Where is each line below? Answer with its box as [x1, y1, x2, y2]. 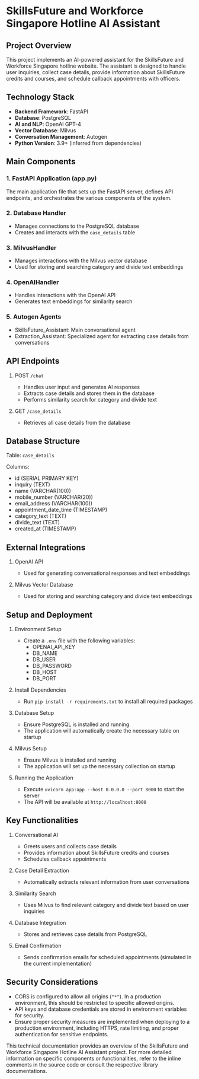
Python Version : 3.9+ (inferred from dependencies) [14, 139, 142, 147]
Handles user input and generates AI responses [23, 383, 140, 390]
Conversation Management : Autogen [14, 133, 108, 140]
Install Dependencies [14, 686, 66, 693]
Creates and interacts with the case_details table [14, 228, 136, 235]
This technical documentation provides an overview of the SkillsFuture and [6, 1042, 188, 1049]
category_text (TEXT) [14, 513, 67, 520]
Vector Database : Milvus [14, 126, 76, 134]
